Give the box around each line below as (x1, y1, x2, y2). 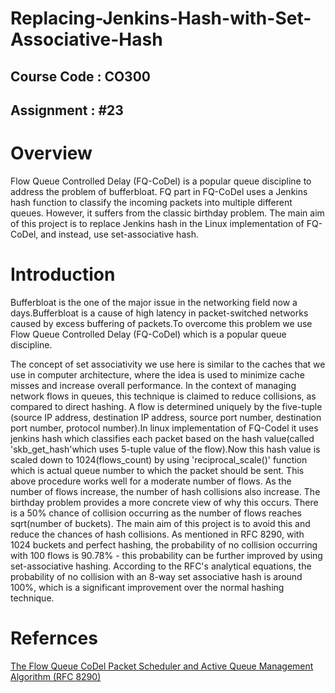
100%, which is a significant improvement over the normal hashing (10, 581, 285, 593)
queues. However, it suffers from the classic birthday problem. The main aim (10, 207, 325, 219)
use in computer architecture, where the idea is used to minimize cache (10, 368, 305, 381)
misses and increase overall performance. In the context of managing (10, 379, 297, 391)
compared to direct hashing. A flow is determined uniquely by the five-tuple (10, 400, 323, 412)
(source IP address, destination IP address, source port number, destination (10, 411, 322, 423)
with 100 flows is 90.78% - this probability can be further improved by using (10, 549, 323, 561)
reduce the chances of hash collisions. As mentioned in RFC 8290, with (10, 528, 305, 540)
